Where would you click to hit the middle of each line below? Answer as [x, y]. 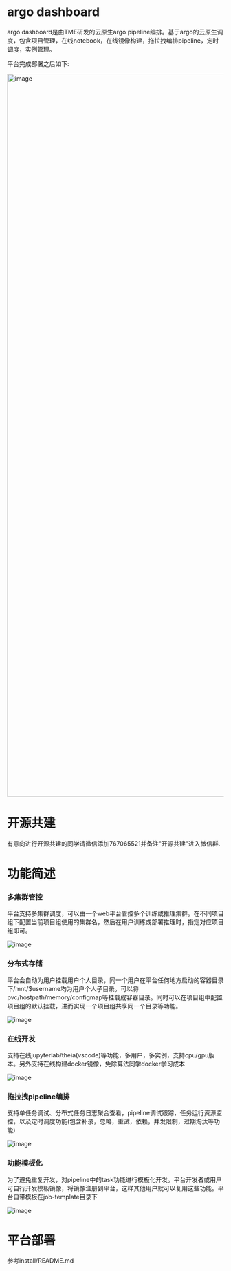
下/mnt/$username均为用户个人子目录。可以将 [73, 988]
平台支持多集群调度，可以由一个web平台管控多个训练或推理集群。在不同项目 [115, 913]
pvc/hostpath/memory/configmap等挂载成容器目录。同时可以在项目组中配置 [115, 997]
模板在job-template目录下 [62, 1197]
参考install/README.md [41, 1261]
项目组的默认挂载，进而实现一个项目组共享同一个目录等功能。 [95, 1006]
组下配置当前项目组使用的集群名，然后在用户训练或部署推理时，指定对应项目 [115, 922]
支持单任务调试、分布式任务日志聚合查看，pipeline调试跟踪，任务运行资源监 [114, 1113]
